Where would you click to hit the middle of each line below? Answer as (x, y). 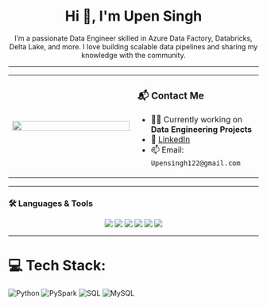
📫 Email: (167, 149)
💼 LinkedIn (170, 139)
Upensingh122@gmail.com (195, 163)
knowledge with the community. (133, 55)
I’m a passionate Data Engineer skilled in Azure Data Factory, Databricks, (133, 38)
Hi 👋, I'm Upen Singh (133, 16)
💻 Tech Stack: (57, 266)
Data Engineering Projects (201, 129)
